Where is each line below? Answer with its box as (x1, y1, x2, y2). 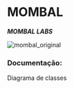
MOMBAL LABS (7, 27, 53, 35)
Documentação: (7, 58, 62, 67)
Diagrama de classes (7, 74, 67, 82)
